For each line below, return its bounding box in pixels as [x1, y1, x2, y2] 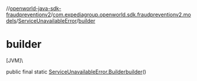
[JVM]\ [6, 57, 24, 64]
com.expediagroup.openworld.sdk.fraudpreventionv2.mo [52, 11, 191, 18]
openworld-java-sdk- [9, 5, 62, 12]
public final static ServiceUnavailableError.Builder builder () [6, 68, 146, 75]
